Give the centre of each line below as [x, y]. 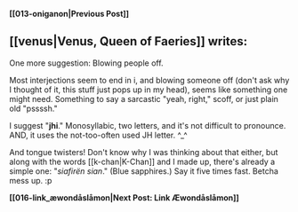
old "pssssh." [33, 108]
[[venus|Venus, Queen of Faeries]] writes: [129, 41]
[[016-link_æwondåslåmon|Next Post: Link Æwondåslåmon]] [125, 197]
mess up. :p [31, 180]
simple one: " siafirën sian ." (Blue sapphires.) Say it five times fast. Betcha [144, 171]
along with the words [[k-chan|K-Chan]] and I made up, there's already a [142, 161]
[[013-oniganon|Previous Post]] [69, 14]
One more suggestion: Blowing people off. [86, 63]
